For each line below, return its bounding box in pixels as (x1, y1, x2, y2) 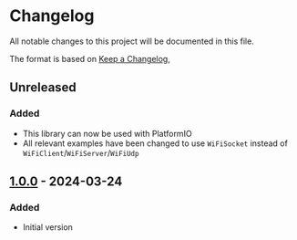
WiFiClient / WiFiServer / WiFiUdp (22, 147, 139, 158)
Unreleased (9, 79, 77, 96)
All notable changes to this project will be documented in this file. (9, 36, 255, 47)
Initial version (22, 222, 73, 233)
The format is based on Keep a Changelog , (9, 53, 170, 64)
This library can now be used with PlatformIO (22, 128, 193, 139)
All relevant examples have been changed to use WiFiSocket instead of (22, 138, 289, 149)
